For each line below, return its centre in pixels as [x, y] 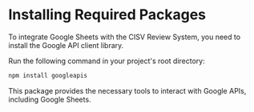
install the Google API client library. [66, 45]
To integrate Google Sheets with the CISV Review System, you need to [125, 37]
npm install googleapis [48, 75]
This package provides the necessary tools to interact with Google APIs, [127, 90]
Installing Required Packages [107, 15]
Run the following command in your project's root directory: [107, 61]
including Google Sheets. [50, 99]
